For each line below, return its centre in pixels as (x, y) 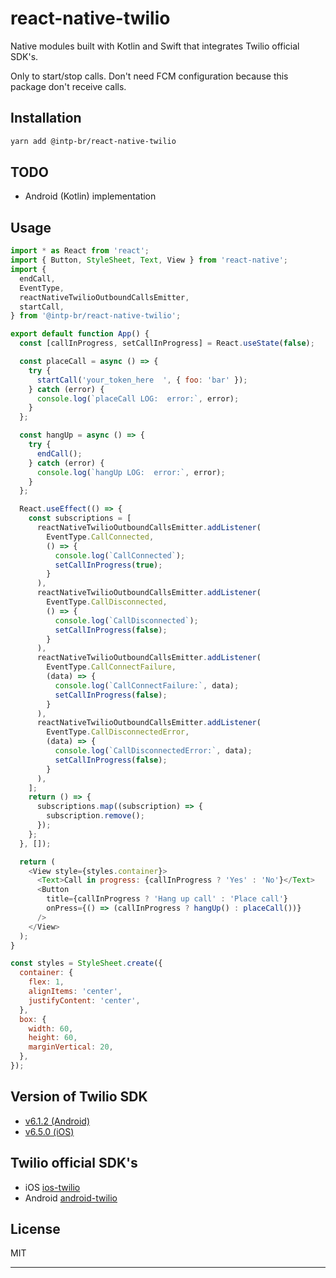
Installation (46, 118)
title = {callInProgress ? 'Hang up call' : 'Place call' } (167, 899)
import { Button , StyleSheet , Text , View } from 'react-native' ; (149, 260)
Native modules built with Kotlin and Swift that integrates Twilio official (155, 46)
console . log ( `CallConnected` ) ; (120, 555)
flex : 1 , (46, 982)
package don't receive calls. (68, 86)
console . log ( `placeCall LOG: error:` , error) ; (138, 398)
